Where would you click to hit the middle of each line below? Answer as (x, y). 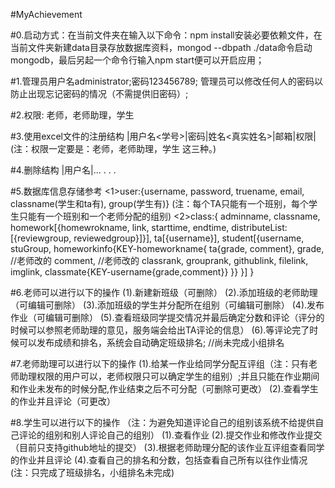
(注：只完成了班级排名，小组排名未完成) (92, 472)
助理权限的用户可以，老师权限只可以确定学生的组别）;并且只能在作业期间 (169, 376)
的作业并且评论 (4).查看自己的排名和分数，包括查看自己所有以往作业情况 (159, 460)
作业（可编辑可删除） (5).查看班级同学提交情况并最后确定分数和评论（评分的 (167, 317)
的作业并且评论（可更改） (63, 401)
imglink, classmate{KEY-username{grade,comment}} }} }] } (132, 272)
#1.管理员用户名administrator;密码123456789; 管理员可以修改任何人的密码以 (166, 81)
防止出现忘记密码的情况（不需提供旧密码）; (99, 93)
